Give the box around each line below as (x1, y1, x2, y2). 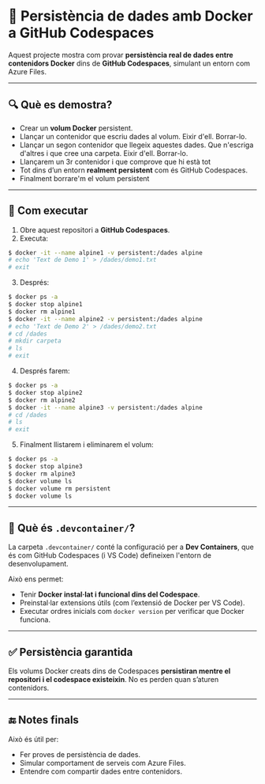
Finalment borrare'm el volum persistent (19, 173, 150, 183)
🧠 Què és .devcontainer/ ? (8, 521, 136, 535)
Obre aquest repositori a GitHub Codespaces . (19, 225, 170, 234)
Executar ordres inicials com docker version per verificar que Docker (19, 607, 244, 616)
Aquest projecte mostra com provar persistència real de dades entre (8, 50, 234, 59)
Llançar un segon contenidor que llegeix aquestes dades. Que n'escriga (19, 140, 254, 150)
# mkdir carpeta (8, 337, 62, 345)
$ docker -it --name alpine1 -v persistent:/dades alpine (8, 248, 203, 256)
